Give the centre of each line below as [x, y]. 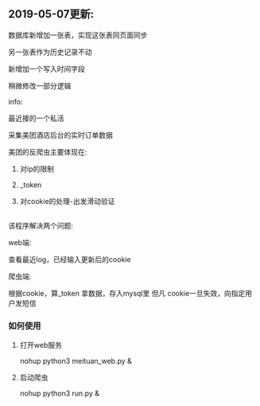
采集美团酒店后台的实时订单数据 [60, 135]
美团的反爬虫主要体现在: [48, 152]
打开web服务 [41, 345]
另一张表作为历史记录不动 [50, 52]
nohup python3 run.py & [59, 393]
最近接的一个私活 [36, 118]
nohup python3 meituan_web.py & [76, 361]
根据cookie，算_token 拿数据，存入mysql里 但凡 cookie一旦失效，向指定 [127, 294]
